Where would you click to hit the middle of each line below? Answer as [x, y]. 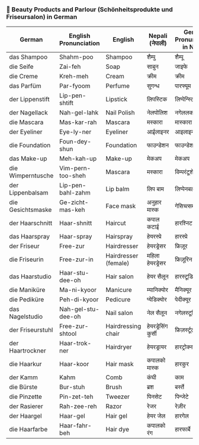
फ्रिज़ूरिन [183, 259]
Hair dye [117, 430]
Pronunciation [79, 43]
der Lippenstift [29, 99]
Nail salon [119, 313]
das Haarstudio [30, 276]
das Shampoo [28, 57]
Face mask [121, 206]
